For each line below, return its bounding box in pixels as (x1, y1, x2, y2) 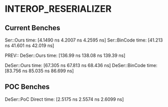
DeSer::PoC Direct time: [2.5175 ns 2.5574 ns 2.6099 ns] (5, 96, 124, 102)
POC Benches (5, 82, 50, 91)
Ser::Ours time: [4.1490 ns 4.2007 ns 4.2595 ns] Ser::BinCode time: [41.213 (5, 37, 163, 43)
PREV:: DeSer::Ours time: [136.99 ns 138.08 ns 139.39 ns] (5, 52, 126, 58)
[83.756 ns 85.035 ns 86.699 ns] (5, 68, 74, 74)
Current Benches (5, 24, 60, 32)
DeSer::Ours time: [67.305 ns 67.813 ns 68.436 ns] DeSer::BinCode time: (5, 62, 158, 68)
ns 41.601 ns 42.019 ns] (5, 42, 54, 49)
